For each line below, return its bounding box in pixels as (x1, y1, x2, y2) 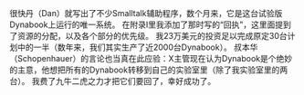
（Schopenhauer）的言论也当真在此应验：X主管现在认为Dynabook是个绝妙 (9, 53, 293, 63)
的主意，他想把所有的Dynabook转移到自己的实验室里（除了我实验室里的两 (9, 64, 288, 75)
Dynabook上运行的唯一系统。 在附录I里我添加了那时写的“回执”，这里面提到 (9, 19, 292, 30)
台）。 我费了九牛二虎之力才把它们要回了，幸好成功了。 (9, 76, 216, 86)
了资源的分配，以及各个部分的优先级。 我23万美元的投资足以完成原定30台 (9, 31, 288, 41)
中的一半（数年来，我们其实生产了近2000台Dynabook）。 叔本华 (16, 42, 258, 52)
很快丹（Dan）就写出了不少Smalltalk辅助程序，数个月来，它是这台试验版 (9, 8, 283, 18)
